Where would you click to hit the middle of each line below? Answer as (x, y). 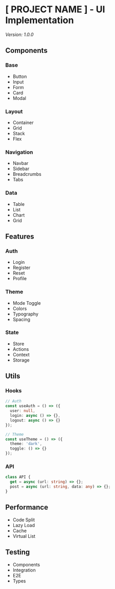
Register (21, 268)
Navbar (20, 163)
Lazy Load (24, 525)
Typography (26, 314)
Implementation (40, 20)
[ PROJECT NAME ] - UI (55, 9)
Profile (20, 279)
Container (23, 122)
